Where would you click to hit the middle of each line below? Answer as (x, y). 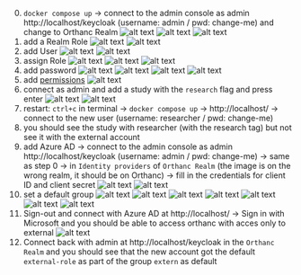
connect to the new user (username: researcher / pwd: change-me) (148, 118)
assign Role (44, 61)
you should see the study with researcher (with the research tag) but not (158, 128)
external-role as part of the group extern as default (120, 261)
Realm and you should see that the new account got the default (139, 252)
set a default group (58, 194)
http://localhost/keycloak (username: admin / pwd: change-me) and (148, 22)
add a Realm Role (55, 41)
